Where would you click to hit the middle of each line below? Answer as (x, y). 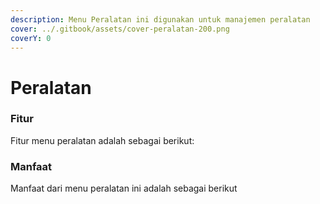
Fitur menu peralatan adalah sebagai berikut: (102, 140)
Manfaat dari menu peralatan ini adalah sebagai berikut (124, 188)
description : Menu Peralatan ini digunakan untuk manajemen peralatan (160, 19)
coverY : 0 (31, 38)
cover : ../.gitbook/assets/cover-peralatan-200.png (120, 29)
